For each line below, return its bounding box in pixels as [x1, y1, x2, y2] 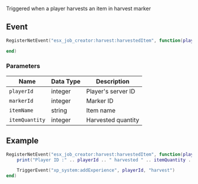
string [51, 106, 68, 114]
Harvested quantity [86, 116, 140, 124]
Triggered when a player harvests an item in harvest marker [6, 5, 151, 12]
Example [6, 136, 39, 146]
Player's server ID [86, 87, 136, 95]
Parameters [6, 62, 40, 70]
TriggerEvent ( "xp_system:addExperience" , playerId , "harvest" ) [16, 168, 176, 173]
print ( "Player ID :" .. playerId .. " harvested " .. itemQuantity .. [16, 157, 194, 163]
